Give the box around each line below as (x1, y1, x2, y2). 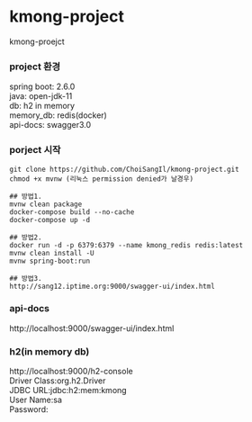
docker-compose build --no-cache (9, 207, 135, 217)
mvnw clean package (9, 200, 83, 209)
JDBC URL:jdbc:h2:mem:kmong (9, 385, 128, 396)
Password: (9, 404, 49, 415)
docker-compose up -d (9, 215, 91, 224)
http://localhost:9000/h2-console (9, 366, 133, 377)
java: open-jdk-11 (9, 91, 73, 102)
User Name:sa (9, 394, 63, 406)
